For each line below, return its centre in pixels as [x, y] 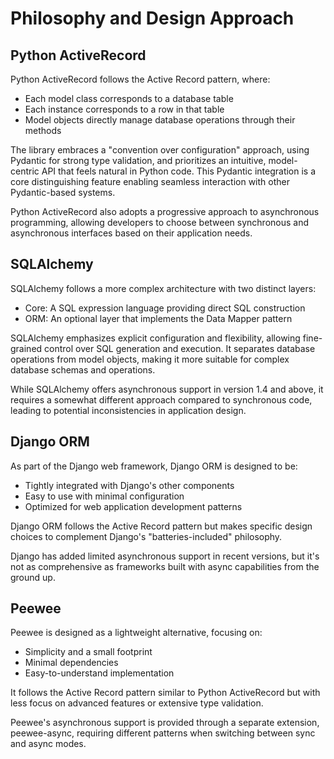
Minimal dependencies [71, 663]
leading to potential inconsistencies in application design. [128, 410]
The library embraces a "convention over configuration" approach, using [160, 150]
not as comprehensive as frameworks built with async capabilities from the [165, 566]
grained [26, 348]
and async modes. [48, 744]
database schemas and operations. [83, 369]
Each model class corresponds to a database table [129, 98]
